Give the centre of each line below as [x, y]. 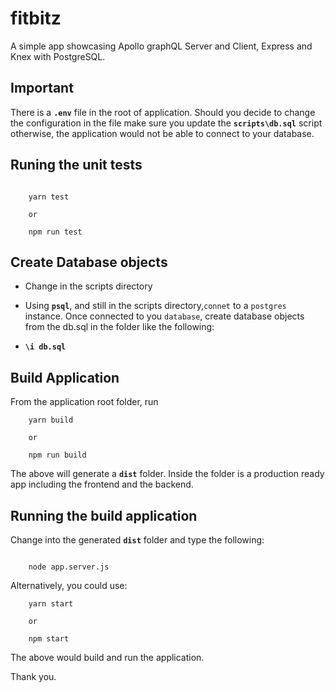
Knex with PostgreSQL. [58, 56]
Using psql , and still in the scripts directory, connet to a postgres [155, 306]
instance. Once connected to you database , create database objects [164, 316]
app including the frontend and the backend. [102, 484]
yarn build [51, 420]
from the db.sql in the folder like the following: [119, 327]
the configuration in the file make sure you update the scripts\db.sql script [166, 123]
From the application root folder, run [84, 402]
